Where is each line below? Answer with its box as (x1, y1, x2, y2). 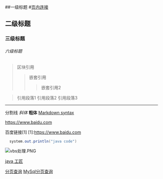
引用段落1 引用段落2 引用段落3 (16, 95, 78, 100)
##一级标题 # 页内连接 (5, 4, 49, 10)
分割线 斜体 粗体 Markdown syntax (5, 110, 74, 115)
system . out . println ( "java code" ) (9, 139, 77, 144)
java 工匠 (5, 158, 23, 164)
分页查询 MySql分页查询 (5, 168, 53, 175)
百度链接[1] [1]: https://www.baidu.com (5, 129, 81, 135)
